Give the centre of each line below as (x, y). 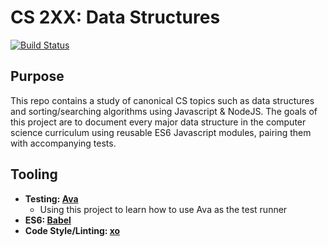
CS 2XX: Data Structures (115, 17)
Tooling (34, 174)
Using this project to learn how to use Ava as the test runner (163, 209)
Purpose (37, 76)
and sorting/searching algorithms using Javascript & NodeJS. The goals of (164, 111)
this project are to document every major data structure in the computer (158, 122)
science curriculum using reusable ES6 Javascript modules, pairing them (161, 132)
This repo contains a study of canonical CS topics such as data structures (162, 100)
